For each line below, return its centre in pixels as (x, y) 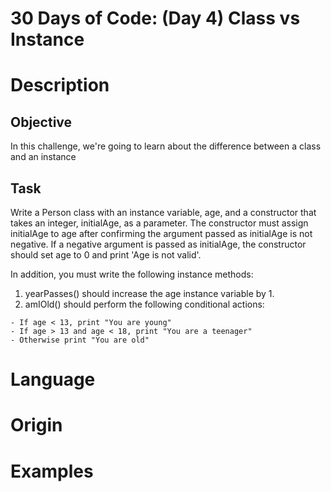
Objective (41, 122)
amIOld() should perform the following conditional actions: (144, 304)
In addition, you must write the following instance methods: (132, 274)
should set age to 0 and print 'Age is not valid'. (106, 255)
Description (60, 85)
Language (53, 379)
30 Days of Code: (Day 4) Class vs (155, 18)
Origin (36, 425)
